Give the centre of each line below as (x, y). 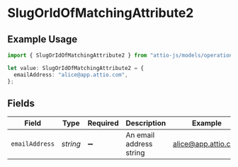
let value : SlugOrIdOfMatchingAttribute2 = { (75, 68)
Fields (21, 103)
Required (103, 123)
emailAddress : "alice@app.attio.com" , (71, 75)
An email (140, 135)
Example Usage (42, 39)
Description (146, 123)
